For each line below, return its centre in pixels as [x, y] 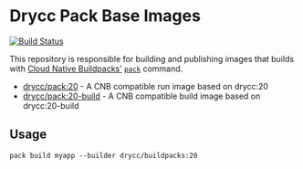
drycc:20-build [51, 105]
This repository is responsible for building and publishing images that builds [152, 58]
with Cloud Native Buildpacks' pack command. [96, 69]
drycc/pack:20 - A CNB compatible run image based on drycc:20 [146, 86]
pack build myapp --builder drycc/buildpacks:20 [104, 155]
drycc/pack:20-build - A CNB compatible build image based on [141, 96]
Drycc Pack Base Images [105, 16]
